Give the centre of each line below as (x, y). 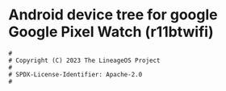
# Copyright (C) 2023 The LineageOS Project (84, 60)
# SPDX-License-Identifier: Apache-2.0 (75, 74)
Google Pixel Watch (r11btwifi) (111, 32)
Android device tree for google (113, 15)
